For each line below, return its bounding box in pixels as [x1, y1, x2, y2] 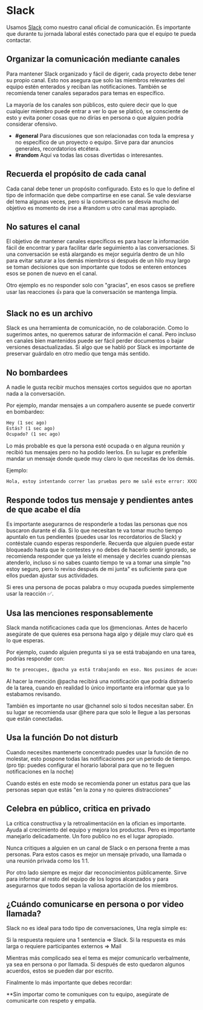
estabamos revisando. [6, 691, 62, 697]
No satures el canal [6, 221, 80, 232]
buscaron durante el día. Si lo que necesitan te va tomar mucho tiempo [6, 527, 182, 534]
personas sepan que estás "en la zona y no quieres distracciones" [6, 786, 172, 793]
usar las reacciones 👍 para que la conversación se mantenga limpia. [6, 288, 178, 296]
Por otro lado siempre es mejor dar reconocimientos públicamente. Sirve [6, 868, 187, 876]
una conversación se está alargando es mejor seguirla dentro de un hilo [6, 250, 185, 258]
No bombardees [6, 367, 68, 378]
